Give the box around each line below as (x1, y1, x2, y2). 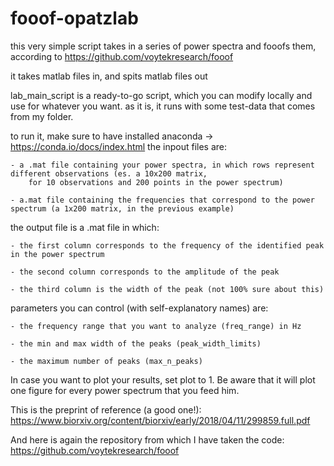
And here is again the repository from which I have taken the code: (10, 433, 285, 446)
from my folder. (10, 110, 74, 122)
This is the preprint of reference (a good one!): (10, 403, 202, 416)
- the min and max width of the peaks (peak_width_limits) (10, 338, 262, 349)
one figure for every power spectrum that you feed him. (10, 384, 240, 396)
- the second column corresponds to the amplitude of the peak (10, 267, 280, 277)
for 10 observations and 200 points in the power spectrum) (28, 177, 284, 187)
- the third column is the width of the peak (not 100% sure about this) (10, 284, 325, 294)
